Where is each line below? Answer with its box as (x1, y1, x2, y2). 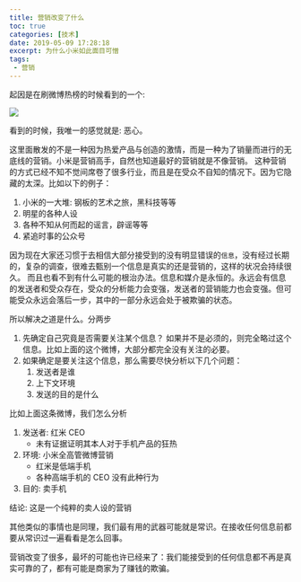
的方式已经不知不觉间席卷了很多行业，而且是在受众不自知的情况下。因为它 (9, 166, 284, 177)
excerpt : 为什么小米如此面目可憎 (9, 47, 119, 56)
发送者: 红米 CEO (21, 427, 86, 437)
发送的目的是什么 (35, 388, 99, 400)
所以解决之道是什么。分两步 (9, 313, 112, 324)
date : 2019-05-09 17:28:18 (9, 38, 110, 48)
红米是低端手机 (35, 460, 91, 472)
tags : (9, 55, 30, 64)
